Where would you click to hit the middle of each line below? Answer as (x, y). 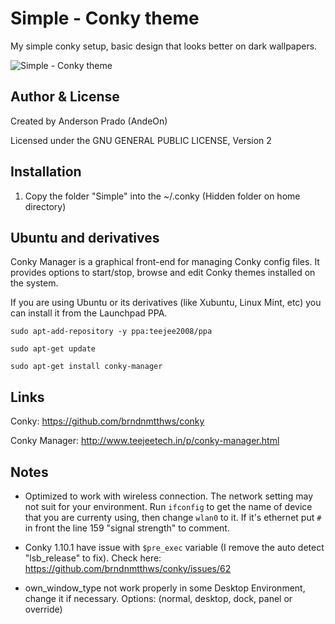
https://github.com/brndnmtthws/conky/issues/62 (128, 568)
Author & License (65, 97)
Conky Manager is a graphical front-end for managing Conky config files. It (165, 262)
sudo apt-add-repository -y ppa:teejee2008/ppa (111, 332)
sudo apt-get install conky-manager (86, 367)
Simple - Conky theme (105, 18)
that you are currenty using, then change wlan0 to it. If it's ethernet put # (173, 517)
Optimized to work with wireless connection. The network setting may (169, 496)
